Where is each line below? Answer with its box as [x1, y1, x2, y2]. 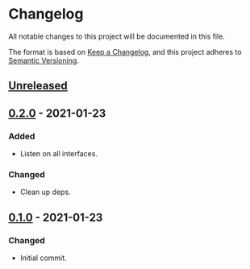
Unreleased [8, 79, 69, 93]
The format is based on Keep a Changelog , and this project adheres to [8, 47, 242, 56]
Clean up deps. [19, 187, 71, 197]
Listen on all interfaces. [19, 149, 98, 159]
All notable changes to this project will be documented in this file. [8, 31, 226, 41]
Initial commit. [19, 253, 67, 263]
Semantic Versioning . [8, 56, 79, 65]
